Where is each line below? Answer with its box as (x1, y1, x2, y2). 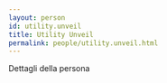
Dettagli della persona (8, 63, 90, 74)
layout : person (8, 13, 66, 23)
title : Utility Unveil (8, 30, 94, 39)
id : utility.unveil (8, 22, 82, 31)
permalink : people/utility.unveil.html (8, 38, 159, 48)
